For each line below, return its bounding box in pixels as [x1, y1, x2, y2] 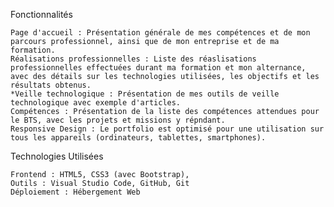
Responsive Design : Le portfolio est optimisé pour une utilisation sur [10, 124, 325, 134]
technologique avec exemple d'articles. [10, 98, 182, 108]
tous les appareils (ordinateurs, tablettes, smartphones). [10, 133, 267, 143]
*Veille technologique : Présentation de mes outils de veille [10, 89, 280, 99]
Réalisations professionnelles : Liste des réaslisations [10, 54, 257, 64]
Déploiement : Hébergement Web [10, 187, 141, 197]
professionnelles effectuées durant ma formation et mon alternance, [10, 63, 307, 73]
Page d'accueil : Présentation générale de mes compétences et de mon [10, 28, 311, 38]
